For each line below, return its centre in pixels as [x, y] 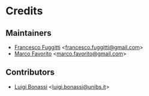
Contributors [30, 72]
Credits [24, 11]
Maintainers [29, 33]
